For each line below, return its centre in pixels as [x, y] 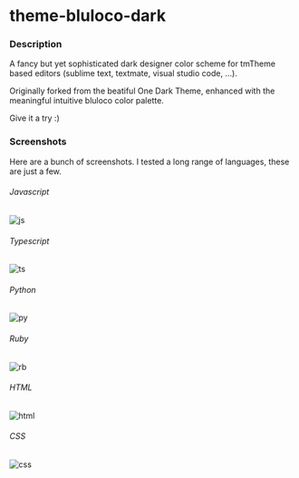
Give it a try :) [35, 118]
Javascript [29, 192]
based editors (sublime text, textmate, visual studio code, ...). [123, 73]
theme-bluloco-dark [87, 16]
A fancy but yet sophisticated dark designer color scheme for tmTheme [143, 63]
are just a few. [35, 171]
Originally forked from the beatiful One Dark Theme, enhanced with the [142, 91]
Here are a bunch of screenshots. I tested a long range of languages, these [149, 161]
